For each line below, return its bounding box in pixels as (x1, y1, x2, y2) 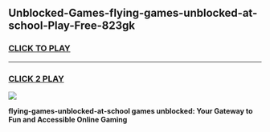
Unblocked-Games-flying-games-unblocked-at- (8, 6, 258, 20)
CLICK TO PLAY (8, 43, 71, 54)
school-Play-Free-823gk (8, 19, 135, 33)
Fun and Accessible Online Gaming (8, 114, 128, 124)
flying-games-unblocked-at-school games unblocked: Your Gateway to (8, 106, 253, 115)
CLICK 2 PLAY (8, 73, 64, 84)
